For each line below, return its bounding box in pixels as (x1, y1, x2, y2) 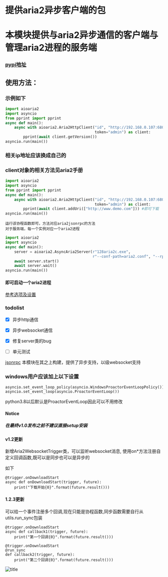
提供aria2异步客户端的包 (5, 5, 106, 16)
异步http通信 (12, 316, 38, 322)
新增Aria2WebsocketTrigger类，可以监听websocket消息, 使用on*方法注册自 (5, 448, 161, 454)
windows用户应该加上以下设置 (5, 373, 79, 380)
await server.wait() (14, 263, 57, 268)
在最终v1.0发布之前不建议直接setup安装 (5, 423, 87, 429)
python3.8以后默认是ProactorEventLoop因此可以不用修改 (5, 399, 123, 405)
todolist (5, 305, 24, 312)
